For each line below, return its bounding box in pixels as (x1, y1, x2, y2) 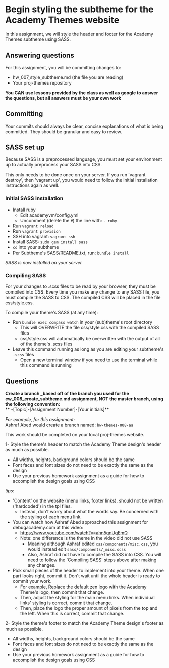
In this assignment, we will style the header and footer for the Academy (5, 31, 154, 37)
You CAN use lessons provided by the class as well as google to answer (5, 90, 158, 96)
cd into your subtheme (12, 244, 59, 250)
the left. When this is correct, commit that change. (20, 610, 125, 616)
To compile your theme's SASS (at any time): (5, 309, 98, 315)
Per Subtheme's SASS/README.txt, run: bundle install (12, 249, 129, 256)
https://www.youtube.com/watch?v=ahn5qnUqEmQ (20, 530, 128, 536)
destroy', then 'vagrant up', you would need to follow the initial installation (5, 177, 158, 183)
